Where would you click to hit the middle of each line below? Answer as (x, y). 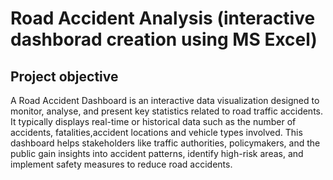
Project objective (64, 76)
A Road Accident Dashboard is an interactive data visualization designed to (165, 100)
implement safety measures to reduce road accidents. (121, 164)
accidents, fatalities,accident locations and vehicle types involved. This (156, 132)
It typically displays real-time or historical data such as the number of (153, 121)
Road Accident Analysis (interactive (163, 18)
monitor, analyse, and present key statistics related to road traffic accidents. (167, 111)
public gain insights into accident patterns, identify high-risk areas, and (157, 153)
